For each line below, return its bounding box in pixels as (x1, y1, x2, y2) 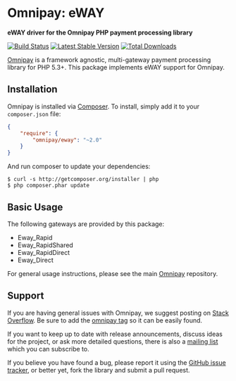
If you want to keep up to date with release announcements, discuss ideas (7, 330, 223, 338)
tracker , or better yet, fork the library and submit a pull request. (7, 366, 190, 374)
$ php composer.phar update (7, 182, 90, 189)
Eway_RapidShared (17, 241, 74, 249)
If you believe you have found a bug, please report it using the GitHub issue (7, 358, 227, 367)
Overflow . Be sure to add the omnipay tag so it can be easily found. (7, 316, 203, 325)
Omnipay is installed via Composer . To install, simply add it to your (7, 102, 200, 111)
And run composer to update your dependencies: (7, 162, 151, 170)
